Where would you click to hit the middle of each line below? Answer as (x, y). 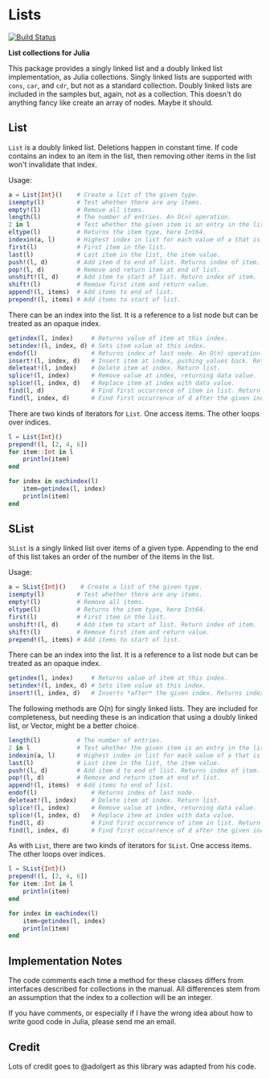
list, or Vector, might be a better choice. (74, 726)
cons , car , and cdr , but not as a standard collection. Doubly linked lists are (130, 85)
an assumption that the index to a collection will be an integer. (110, 998)
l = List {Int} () (35, 436)
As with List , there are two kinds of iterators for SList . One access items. (130, 845)
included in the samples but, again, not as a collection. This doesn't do (125, 93)
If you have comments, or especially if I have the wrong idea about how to (131, 1013)
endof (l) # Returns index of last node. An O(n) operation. (136, 353)
